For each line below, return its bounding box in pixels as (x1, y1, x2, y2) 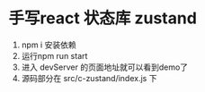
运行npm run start (21, 50, 88, 61)
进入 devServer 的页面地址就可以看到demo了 (21, 62, 189, 72)
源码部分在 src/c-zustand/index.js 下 (21, 72, 157, 83)
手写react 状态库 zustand (8, 8, 197, 29)
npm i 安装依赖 (21, 39, 77, 50)
